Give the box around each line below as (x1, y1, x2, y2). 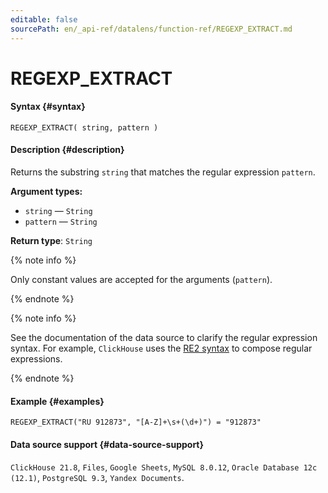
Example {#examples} (10, 395, 105, 407)
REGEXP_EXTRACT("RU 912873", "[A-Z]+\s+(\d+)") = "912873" (10, 417, 262, 428)
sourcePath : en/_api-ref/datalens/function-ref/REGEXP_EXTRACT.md (10, 24, 293, 34)
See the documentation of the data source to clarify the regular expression (10, 332, 318, 344)
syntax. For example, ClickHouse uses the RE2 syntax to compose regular (10, 342, 313, 355)
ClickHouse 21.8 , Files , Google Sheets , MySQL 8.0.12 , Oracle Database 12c (10, 461, 318, 473)
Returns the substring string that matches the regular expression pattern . (10, 166, 316, 178)
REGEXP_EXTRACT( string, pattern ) (10, 122, 159, 133)
